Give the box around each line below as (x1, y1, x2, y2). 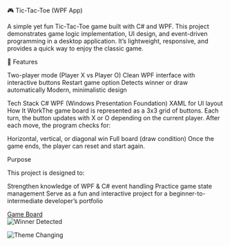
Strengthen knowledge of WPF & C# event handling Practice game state (7, 182, 213, 190)
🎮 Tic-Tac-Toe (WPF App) (7, 6, 83, 15)
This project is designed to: (7, 169, 85, 177)
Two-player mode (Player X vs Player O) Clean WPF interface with (7, 71, 195, 79)
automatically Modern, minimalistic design (7, 86, 128, 94)
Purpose (7, 155, 32, 163)
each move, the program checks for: (7, 121, 111, 129)
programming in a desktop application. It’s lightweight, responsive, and (7, 37, 209, 45)
